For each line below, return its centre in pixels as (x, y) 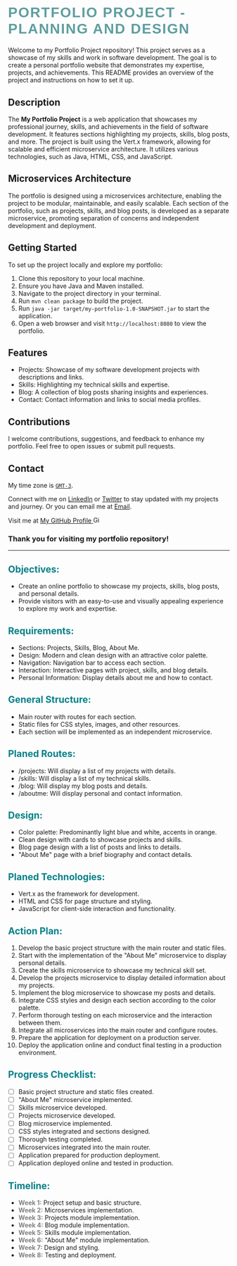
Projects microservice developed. (67, 1116)
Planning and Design (99, 28)
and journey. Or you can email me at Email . (70, 507)
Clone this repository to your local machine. (81, 278)
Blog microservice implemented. (65, 1124)
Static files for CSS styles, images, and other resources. (99, 724)
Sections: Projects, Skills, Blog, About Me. (79, 648)
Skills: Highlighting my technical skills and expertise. (94, 384)
